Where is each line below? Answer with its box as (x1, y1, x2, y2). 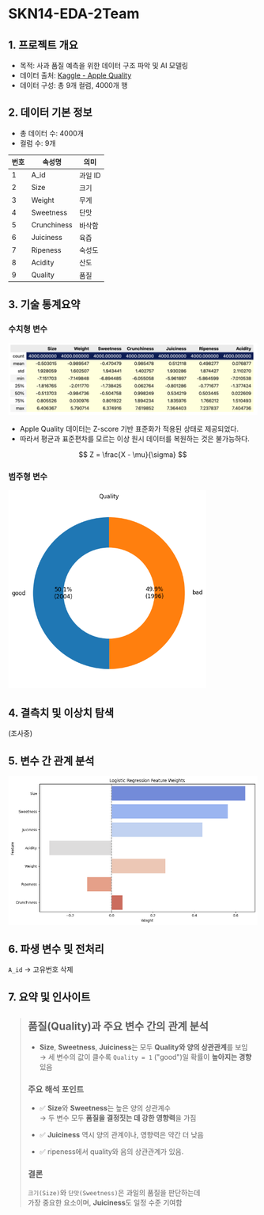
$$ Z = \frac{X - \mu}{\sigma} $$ (78, 450, 187, 459)
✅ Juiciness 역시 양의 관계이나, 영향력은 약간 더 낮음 (39, 1129, 204, 1139)
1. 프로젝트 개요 (8, 38, 79, 51)
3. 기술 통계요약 (8, 298, 81, 311)
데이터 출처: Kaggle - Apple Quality (19, 70, 132, 80)
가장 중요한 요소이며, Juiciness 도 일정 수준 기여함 (27, 1198, 183, 1208)
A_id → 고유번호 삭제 (8, 965, 74, 974)
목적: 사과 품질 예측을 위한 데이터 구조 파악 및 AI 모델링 (19, 61, 188, 70)
